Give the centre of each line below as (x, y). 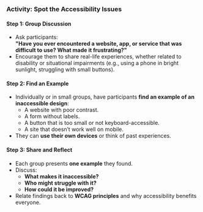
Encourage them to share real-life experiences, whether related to (98, 57)
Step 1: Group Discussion (39, 24)
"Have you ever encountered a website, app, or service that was (98, 44)
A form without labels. (52, 116)
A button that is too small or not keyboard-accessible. (92, 123)
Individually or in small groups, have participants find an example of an (105, 97)
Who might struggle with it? (60, 183)
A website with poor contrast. (61, 110)
